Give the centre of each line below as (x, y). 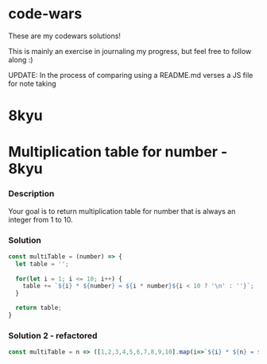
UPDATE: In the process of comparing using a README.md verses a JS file (131, 75)
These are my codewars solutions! (65, 36)
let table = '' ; (42, 264)
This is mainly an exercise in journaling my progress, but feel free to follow (130, 51)
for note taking (33, 83)
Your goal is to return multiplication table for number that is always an (122, 211)
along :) (21, 60)
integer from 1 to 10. (41, 219)
